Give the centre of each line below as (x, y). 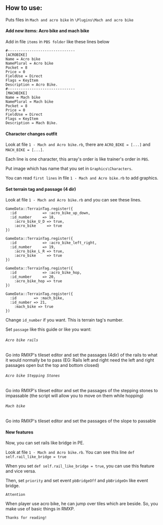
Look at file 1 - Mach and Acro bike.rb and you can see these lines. (73, 200)
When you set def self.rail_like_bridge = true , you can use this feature (80, 466)
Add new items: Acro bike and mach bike (47, 31)
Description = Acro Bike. (32, 85)
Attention (16, 495)
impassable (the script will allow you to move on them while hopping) (74, 396)
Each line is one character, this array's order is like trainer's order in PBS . (77, 159)
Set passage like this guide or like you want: (49, 329)
